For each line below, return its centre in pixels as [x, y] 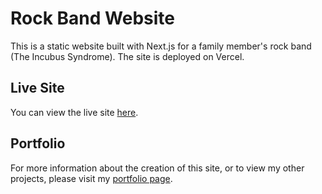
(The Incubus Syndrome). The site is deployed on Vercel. [127, 56]
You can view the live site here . [74, 112]
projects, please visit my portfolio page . [91, 178]
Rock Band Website [92, 18]
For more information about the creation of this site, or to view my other [157, 168]
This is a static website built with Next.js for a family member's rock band [161, 46]
